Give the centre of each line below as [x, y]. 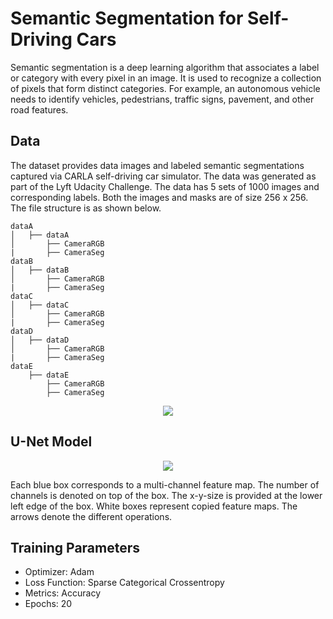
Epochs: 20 [48, 604]
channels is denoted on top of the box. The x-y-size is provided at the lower [166, 495]
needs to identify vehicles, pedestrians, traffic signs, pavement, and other [162, 99]
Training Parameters [75, 547]
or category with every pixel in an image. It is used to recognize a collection [166, 78]
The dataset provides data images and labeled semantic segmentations [157, 165]
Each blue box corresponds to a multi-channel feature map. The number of [165, 484]
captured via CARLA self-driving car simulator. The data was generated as [163, 176]
